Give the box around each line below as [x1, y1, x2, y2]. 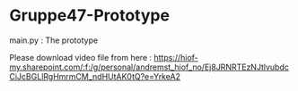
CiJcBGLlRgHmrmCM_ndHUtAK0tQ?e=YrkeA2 [9, 70, 181, 81]
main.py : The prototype [9, 35, 99, 45]
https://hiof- [153, 52, 199, 62]
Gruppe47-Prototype [9, 5, 171, 26]
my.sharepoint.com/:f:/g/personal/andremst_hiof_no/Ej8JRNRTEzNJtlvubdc [9, 62, 289, 72]
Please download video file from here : [9, 52, 153, 62]
